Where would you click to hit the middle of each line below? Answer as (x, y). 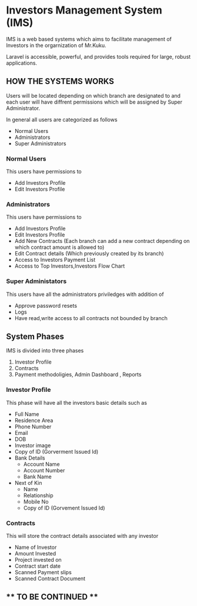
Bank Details (30, 458)
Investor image (33, 445)
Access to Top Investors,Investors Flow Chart (70, 266)
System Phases (35, 337)
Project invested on (38, 560)
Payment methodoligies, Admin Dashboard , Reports (78, 375)
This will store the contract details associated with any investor (82, 536)
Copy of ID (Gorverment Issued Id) (56, 451)
